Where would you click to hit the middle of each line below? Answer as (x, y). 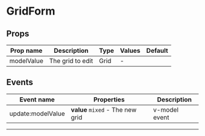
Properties (109, 100)
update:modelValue (37, 114)
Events (20, 82)
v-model (166, 109)
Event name (37, 100)
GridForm (31, 11)
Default (157, 51)
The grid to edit (71, 61)
